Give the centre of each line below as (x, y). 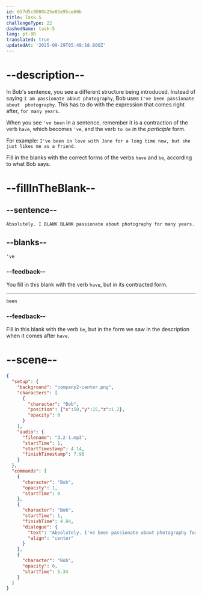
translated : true (28, 40)
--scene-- (32, 360)
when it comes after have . (38, 336)
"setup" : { (25, 382)
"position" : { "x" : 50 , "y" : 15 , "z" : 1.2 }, (76, 409)
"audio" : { (31, 432)
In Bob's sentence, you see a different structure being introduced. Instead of (101, 91)
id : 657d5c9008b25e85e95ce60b (44, 12)
